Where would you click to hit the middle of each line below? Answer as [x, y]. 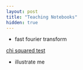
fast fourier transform [41, 39]
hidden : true [22, 22]
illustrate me [30, 62]
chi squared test [26, 51]
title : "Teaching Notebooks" [42, 17]
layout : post [22, 11]
